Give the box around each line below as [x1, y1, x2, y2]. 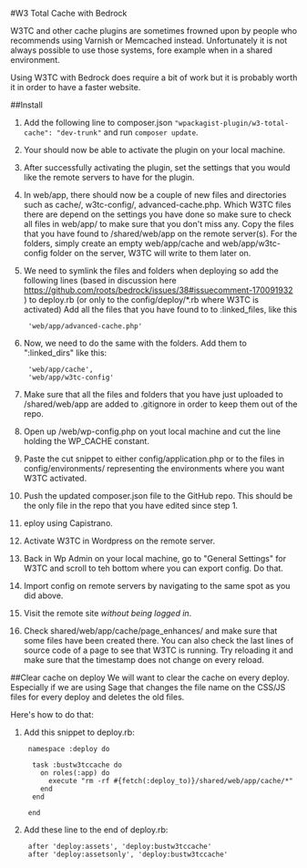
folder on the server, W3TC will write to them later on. [49, 248, 251, 258]
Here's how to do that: [10, 709, 94, 719]
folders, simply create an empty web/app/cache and [23, 238, 221, 249]
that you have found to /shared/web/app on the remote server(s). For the [23, 228, 298, 239]
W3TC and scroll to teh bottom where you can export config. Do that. [23, 563, 283, 573]
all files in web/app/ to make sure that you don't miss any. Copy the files [23, 219, 294, 229]
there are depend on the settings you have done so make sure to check [23, 209, 292, 220]
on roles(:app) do [40, 769, 110, 778]
